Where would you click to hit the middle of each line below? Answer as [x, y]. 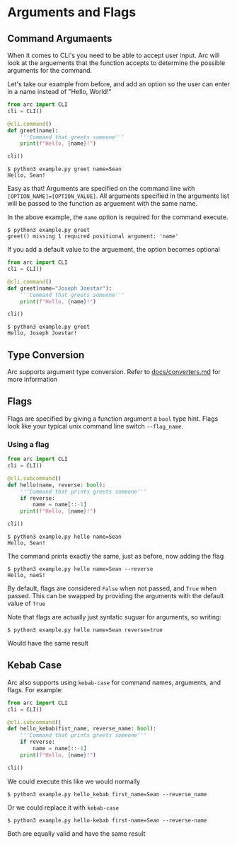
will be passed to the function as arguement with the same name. [103, 204]
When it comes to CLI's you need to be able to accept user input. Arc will [114, 55]
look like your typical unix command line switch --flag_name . [96, 426]
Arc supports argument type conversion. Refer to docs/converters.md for [114, 372]
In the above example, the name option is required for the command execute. [118, 217]
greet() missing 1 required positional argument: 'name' [93, 237]
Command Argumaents [60, 39]
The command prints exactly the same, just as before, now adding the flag [116, 556]
